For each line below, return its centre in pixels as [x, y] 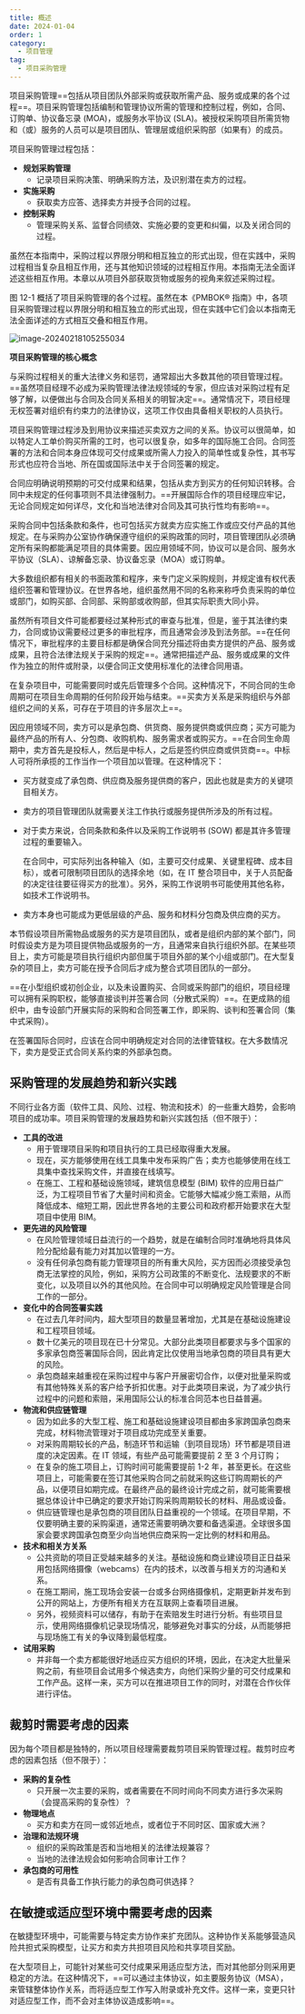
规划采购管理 [46, 168]
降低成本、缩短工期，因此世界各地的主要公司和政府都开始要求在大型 [163, 1205]
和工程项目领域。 [68, 1330]
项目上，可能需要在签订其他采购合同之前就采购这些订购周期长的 [155, 1477]
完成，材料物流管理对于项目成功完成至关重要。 [123, 1432]
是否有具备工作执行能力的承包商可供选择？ [116, 1881]
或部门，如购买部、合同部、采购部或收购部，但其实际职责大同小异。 [137, 601]
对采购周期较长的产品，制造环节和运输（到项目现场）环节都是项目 [159, 1444]
